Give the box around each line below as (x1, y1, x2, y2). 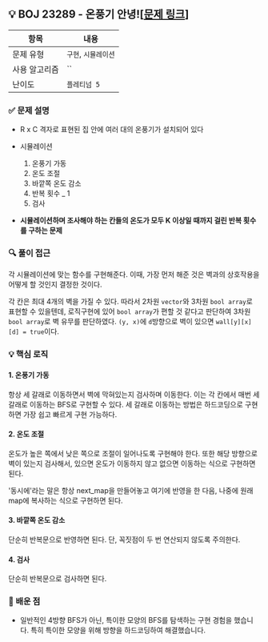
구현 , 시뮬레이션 (66, 48, 115, 59)
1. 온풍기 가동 (8, 370, 50, 379)
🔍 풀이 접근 (8, 247, 50, 259)
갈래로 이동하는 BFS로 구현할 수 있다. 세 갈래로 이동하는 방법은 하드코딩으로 (8, 399, 244, 409)
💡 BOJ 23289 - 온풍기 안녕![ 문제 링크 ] (8, 7, 190, 22)
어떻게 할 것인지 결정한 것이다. (8, 279, 102, 290)
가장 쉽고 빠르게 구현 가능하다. (22, 409, 118, 419)
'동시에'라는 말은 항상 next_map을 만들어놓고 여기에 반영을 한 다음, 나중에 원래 (8, 485, 254, 495)
